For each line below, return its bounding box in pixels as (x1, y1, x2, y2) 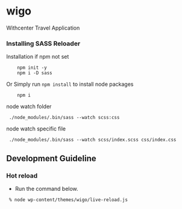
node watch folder (6, 103, 52, 110)
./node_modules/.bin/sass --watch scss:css (8, 115, 120, 121)
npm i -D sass (17, 70, 52, 76)
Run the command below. (14, 185, 78, 192)
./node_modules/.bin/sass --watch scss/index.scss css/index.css (8, 137, 177, 143)
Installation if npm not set (6, 53, 69, 60)
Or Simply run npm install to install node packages (6, 80, 134, 88)
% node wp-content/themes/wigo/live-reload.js (8, 196, 128, 203)
